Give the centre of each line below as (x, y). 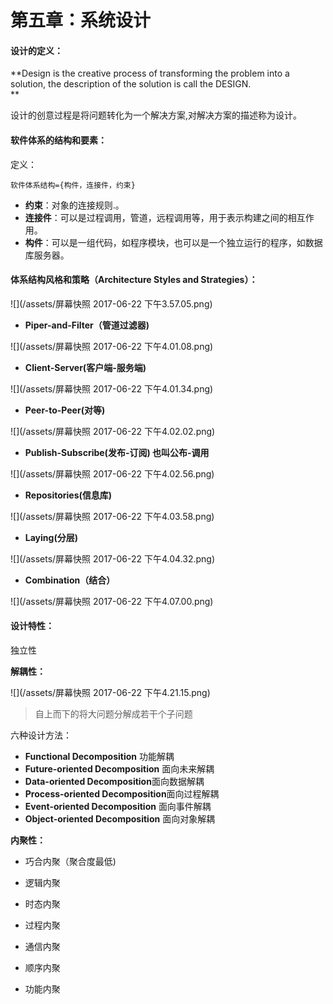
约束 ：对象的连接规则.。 (74, 205)
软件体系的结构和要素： (58, 140)
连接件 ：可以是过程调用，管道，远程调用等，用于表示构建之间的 (156, 217)
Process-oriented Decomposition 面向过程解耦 (122, 794)
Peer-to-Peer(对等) (65, 410)
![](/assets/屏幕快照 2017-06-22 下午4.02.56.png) (112, 473)
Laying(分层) (51, 537)
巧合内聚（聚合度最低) (70, 861)
